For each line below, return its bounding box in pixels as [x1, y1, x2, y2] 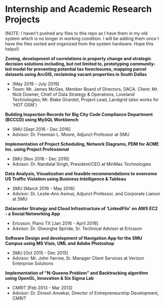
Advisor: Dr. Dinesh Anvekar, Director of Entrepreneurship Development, [12, 290, 159, 296]
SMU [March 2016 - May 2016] [12, 185, 75, 191]
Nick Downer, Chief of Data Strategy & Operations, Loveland [12, 91, 135, 97]
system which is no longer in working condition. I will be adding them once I [5, 36, 159, 41]
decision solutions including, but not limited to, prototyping [5, 61, 129, 67]
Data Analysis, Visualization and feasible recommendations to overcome [5, 170, 158, 176]
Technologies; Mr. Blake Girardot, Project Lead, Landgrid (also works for [12, 96, 159, 102]
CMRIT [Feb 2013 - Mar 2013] [12, 285, 73, 291]
